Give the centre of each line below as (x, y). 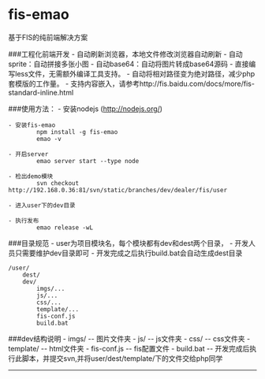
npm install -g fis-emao (77, 132)
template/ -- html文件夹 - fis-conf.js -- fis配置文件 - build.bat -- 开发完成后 (129, 348)
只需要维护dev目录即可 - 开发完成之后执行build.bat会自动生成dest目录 (129, 253)
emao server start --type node (88, 161)
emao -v (49, 139)
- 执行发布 (24, 221)
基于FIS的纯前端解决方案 (48, 37)
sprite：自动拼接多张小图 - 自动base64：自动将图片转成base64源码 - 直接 (129, 64)
